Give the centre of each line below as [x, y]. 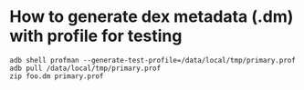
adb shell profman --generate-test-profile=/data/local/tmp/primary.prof [153, 60]
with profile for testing [96, 36]
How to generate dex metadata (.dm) [152, 17]
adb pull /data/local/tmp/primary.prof [85, 68]
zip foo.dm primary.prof [57, 76]
